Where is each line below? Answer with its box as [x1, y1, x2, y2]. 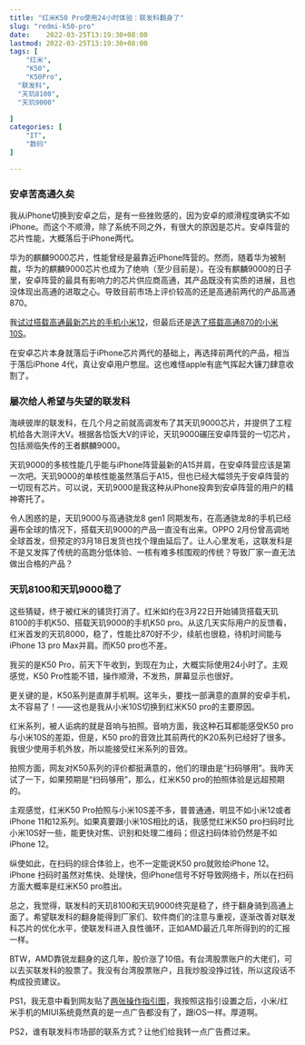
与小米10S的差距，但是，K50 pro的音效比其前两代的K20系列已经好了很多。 [9, 731, 290, 742]
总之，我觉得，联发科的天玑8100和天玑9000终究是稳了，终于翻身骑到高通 [9, 900, 287, 911]
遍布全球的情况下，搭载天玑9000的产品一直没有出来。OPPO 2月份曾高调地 [9, 524, 290, 535]
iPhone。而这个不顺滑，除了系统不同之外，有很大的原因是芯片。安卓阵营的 [9, 222, 290, 233]
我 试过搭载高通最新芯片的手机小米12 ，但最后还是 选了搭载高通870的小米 [9, 317, 279, 328]
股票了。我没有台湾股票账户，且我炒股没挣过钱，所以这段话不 [64, 964, 296, 975]
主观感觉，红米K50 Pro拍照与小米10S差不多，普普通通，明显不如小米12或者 [9, 804, 292, 815]
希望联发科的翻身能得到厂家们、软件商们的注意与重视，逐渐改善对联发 [33, 911, 296, 922]
